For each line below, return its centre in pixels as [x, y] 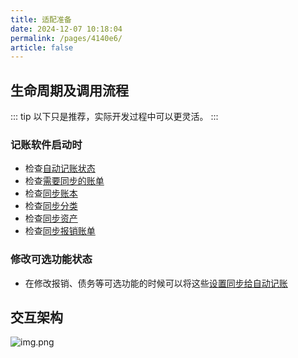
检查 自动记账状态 [60, 168]
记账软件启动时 [46, 144]
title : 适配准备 [41, 19]
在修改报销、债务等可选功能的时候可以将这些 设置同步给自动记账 [156, 283]
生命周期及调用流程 [69, 90]
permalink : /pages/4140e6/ [66, 38]
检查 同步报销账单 [60, 231]
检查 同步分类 [51, 206]
